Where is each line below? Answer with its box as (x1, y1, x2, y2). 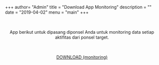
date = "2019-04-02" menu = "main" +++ (5, 9, 89, 15)
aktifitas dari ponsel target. (55, 34, 109, 40)
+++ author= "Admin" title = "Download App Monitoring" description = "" (5, 4, 152, 10)
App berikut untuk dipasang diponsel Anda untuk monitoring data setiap (9, 29, 155, 35)
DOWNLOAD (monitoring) (56, 54, 108, 60)
